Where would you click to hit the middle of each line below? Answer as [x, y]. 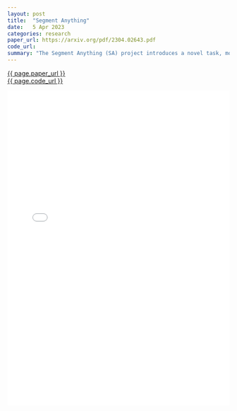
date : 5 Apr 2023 [36, 27]
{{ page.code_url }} [35, 81]
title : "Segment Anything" [49, 20]
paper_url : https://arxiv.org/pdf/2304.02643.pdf [82, 40]
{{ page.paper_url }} [36, 73]
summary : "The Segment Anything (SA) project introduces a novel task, [115, 54]
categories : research [39, 34]
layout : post [26, 14]
